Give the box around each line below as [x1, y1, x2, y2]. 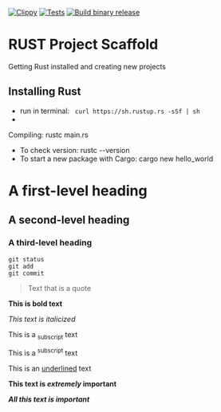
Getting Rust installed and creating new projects [8, 61, 166, 71]
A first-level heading [8, 182, 148, 199]
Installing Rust [8, 84, 81, 99]
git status [8, 255, 45, 263]
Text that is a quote [27, 283, 92, 292]
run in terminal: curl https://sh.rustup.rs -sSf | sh [19, 106, 201, 116]
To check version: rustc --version [19, 145, 130, 155]
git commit [8, 269, 45, 277]
